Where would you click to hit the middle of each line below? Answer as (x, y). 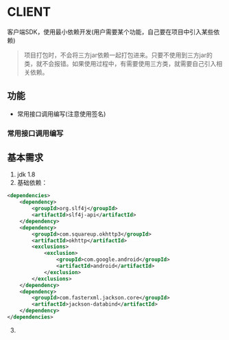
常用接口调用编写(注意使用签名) (61, 113)
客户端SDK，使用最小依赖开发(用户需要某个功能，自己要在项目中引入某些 (110, 32)
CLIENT (29, 12)
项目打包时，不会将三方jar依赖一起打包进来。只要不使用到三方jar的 (118, 55)
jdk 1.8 (26, 174)
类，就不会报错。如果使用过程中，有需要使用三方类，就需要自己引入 (120, 63)
